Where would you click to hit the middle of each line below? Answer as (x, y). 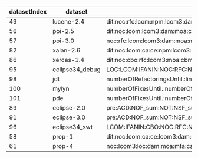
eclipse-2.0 (69, 108)
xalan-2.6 (67, 50)
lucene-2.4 (69, 22)
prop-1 (63, 136)
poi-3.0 (64, 41)
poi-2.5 (64, 31)
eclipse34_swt (73, 127)
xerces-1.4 (68, 60)
